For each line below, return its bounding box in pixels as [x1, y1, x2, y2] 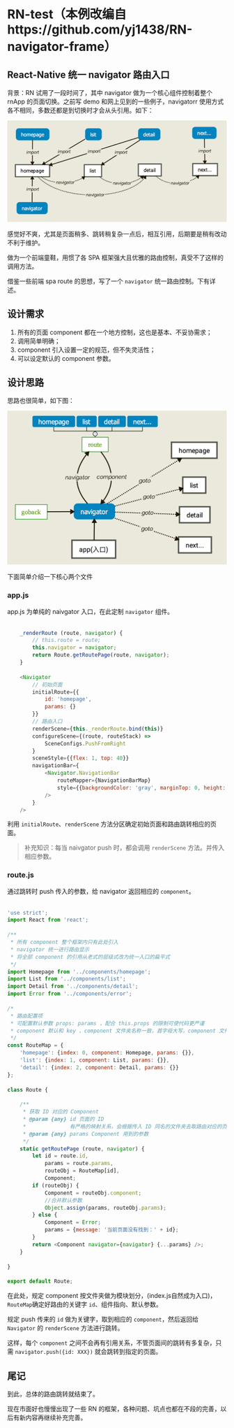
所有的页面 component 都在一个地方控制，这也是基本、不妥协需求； [17, 328, 212, 336]
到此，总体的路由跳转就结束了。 [7, 1390, 99, 1398]
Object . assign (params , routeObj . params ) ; [44, 1204, 167, 1211]
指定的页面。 [125, 1348, 162, 1356]
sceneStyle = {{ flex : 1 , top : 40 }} [32, 755, 130, 762]
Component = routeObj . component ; [44, 1190, 141, 1197]
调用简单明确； [17, 336, 61, 345]
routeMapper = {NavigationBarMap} [56, 777, 151, 784]
